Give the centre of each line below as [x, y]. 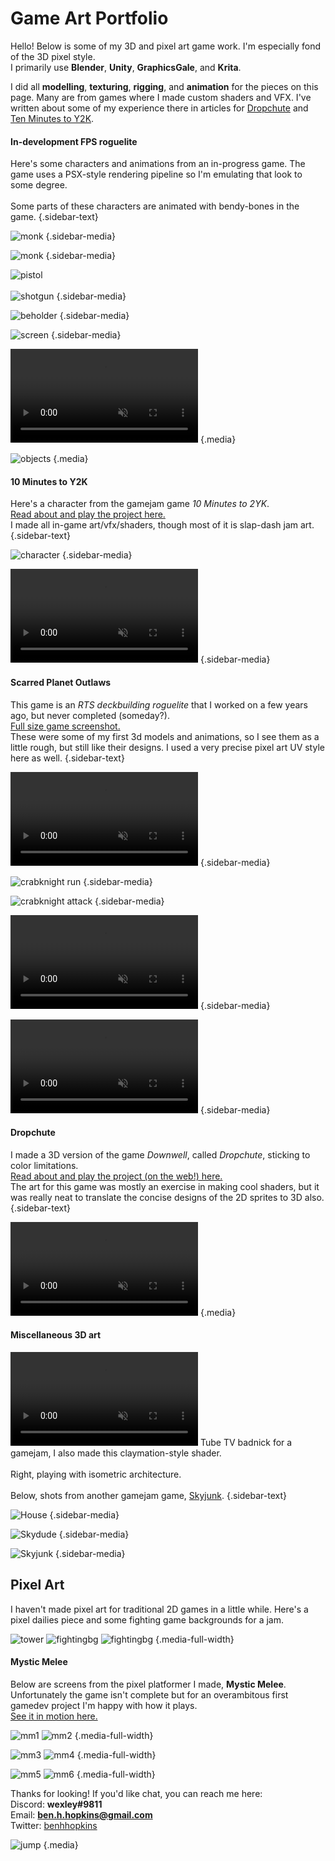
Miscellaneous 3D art [56, 1335]
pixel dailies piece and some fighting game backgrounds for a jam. [147, 1619]
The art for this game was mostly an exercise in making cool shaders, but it [165, 1186]
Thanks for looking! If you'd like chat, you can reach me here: [136, 1793]
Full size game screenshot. [65, 726]
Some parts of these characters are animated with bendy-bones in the [155, 206]
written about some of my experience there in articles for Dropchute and [159, 108]
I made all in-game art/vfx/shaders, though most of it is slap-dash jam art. [162, 525]
